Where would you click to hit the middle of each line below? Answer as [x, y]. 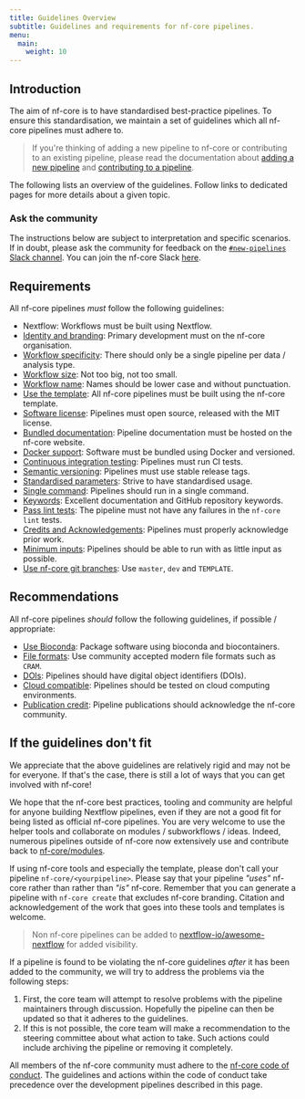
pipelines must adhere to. [76, 130]
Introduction [46, 89]
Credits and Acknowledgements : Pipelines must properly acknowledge [156, 529]
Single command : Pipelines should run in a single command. [135, 491]
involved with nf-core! [51, 784]
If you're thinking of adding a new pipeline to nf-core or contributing [159, 148]
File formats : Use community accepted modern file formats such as [149, 656]
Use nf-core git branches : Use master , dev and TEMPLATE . [128, 569]
